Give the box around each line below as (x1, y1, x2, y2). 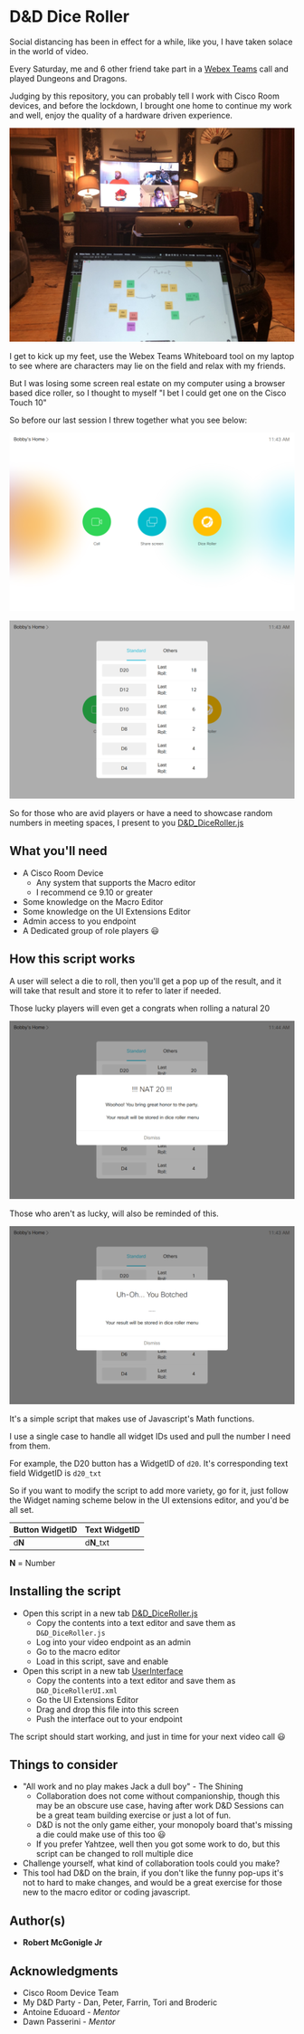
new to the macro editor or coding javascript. (22, 1887, 191, 1897)
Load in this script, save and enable (35, 1656, 169, 1667)
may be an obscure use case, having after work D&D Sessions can (35, 1801, 284, 1811)
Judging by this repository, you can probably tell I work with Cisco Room (9, 90, 280, 101)
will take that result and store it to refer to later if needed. (9, 984, 222, 996)
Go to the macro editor (35, 1646, 120, 1657)
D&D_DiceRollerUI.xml (35, 1686, 118, 1696)
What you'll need (9, 843, 108, 859)
